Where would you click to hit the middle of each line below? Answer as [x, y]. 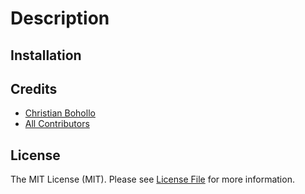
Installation [46, 55]
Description [60, 18]
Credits [34, 88]
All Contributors [57, 124]
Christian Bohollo [60, 113]
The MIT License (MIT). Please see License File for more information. [152, 179]
